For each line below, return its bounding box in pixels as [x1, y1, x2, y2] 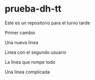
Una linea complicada [5, 69, 50, 75]
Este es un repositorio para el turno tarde [5, 20, 90, 26]
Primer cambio [5, 29, 35, 35]
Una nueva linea [5, 39, 38, 46]
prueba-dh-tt [5, 3, 62, 15]
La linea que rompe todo [5, 59, 56, 65]
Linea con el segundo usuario [5, 49, 67, 55]
